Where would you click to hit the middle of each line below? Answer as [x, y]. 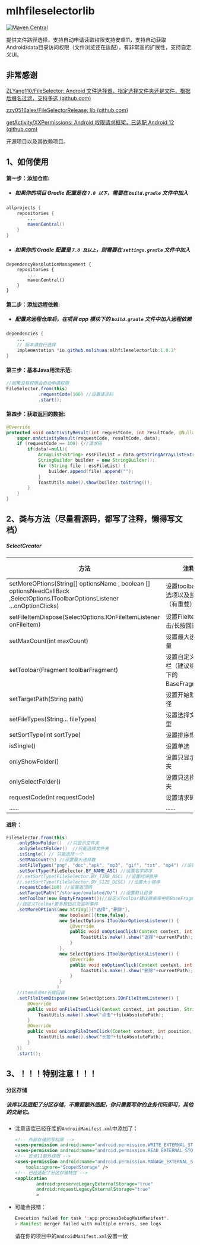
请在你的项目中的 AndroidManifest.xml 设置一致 [71, 1236]
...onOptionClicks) [34, 606]
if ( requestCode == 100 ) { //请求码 [59, 444]
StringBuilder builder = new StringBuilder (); [96, 460]
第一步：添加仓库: [28, 178]
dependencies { [25, 334]
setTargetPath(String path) [46, 699]
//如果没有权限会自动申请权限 [38, 383]
